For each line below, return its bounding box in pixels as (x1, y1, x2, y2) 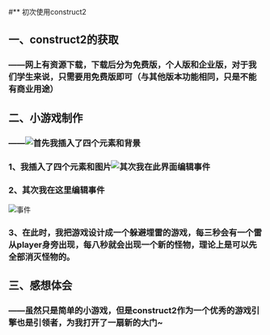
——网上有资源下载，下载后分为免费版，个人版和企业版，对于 (8, 59, 249, 70)
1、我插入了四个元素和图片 (8, 161, 112, 172)
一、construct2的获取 (8, 33, 119, 47)
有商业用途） (8, 83, 59, 95)
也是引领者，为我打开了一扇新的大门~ (16, 317, 163, 329)
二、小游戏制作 (8, 111, 83, 125)
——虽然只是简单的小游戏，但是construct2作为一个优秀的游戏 (8, 305, 252, 316)
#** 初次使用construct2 (8, 7, 87, 16)
